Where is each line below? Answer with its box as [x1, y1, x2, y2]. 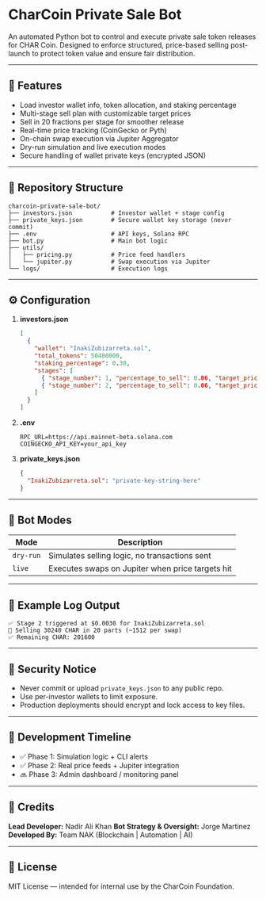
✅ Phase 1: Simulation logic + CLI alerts [19, 752, 149, 761]
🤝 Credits [8, 801, 55, 814]
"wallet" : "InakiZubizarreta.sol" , [34, 345, 152, 353]
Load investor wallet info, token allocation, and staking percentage [19, 100, 237, 109]
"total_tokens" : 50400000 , [34, 352, 123, 360]
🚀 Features [8, 79, 63, 93]
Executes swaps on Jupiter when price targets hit [48, 563, 232, 574]
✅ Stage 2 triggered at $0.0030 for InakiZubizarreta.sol [8, 620, 205, 628]
